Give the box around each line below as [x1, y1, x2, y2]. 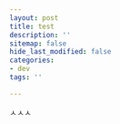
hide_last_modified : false [9, 47, 112, 57]
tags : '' [9, 73, 43, 82]
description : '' [9, 30, 71, 39]
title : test [9, 22, 55, 31]
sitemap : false [9, 38, 67, 48]
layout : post [9, 13, 59, 23]
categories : [9, 56, 55, 65]
